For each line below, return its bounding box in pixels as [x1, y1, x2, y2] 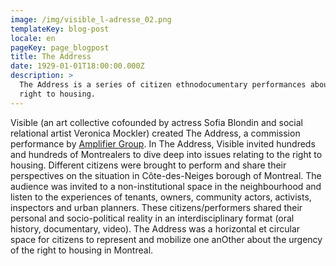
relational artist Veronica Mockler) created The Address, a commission [10, 127, 301, 139]
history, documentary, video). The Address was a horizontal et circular [10, 222, 301, 235]
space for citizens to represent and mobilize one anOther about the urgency [10, 233, 323, 245]
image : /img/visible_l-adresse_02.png [10, 14, 172, 25]
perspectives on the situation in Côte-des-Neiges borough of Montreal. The [10, 169, 322, 181]
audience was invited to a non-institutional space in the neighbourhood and [10, 180, 322, 192]
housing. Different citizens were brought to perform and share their [10, 159, 287, 171]
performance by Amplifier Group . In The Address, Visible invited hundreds [10, 137, 316, 150]
